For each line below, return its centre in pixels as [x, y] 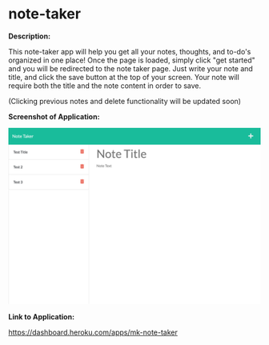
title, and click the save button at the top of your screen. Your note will [124, 77]
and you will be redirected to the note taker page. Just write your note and [131, 68]
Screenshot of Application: [54, 116]
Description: [29, 36]
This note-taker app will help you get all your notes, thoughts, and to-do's [130, 51]
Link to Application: [41, 317]
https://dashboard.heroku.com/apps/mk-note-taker [93, 332]
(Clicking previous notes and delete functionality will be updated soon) [125, 101]
